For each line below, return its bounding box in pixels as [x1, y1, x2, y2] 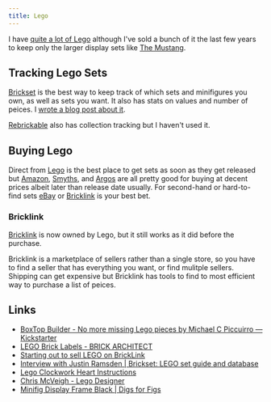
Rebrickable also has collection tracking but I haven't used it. [8, 121, 211, 130]
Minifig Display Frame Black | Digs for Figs [19, 385, 161, 395]
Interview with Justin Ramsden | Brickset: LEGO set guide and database [19, 359, 259, 369]
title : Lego [8, 11, 48, 20]
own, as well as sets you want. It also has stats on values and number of [8, 96, 248, 106]
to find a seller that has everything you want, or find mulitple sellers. [8, 262, 235, 272]
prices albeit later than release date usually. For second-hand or [8, 183, 221, 193]
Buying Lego [8, 143, 73, 158]
